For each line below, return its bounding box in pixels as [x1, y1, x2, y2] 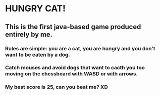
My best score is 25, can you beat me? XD [5, 84, 108, 91]
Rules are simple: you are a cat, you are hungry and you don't [5, 45, 156, 52]
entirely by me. [5, 30, 53, 38]
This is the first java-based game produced [5, 23, 141, 31]
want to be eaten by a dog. [5, 51, 70, 58]
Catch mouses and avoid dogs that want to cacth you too [5, 64, 145, 71]
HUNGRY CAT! [5, 3, 66, 14]
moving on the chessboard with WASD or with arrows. [5, 70, 138, 77]
